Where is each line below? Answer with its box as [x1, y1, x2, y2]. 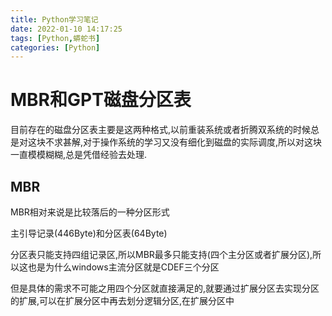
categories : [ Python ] [10, 42, 101, 53]
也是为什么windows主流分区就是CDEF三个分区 [27, 261, 220, 273]
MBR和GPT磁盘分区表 [10, 89, 192, 111]
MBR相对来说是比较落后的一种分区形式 [10, 206, 170, 218]
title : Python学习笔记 [10, 14, 99, 25]
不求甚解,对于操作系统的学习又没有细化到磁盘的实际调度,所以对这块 [44, 136, 323, 148]
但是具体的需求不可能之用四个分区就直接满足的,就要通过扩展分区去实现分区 [10, 282, 320, 294]
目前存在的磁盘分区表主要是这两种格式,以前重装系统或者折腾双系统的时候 [10, 124, 312, 136]
